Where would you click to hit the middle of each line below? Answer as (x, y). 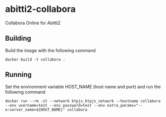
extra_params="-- (125, 105)
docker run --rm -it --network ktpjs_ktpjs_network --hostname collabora (83, 101)
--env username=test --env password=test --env (55, 105)
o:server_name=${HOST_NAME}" (35, 110)
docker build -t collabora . (35, 59)
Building (18, 38)
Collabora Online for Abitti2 (33, 23)
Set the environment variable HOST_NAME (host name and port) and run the (83, 87)
